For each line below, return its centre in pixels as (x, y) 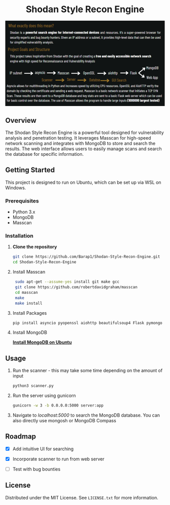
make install (29, 303)
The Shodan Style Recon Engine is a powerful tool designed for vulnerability (84, 132)
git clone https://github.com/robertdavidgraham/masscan (76, 287)
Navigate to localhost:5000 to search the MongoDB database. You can (86, 415)
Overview (21, 120)
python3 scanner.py (33, 386)
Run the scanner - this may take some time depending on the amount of (88, 371)
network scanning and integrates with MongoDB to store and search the (80, 143)
